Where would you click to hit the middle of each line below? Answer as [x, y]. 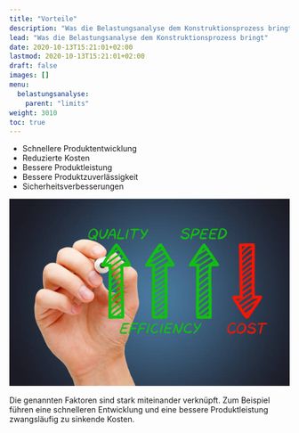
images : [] [29, 76]
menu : [19, 85]
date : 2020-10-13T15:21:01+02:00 [71, 47]
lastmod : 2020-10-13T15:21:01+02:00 [77, 57]
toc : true [28, 122]
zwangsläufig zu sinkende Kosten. [72, 420]
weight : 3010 [33, 113]
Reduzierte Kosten [56, 158]
